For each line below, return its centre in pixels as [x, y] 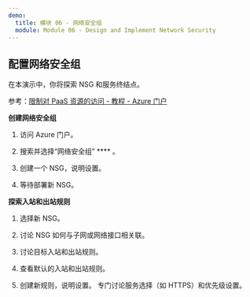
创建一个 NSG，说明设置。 [63, 168]
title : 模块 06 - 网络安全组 [59, 23]
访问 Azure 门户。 [48, 135]
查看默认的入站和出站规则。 [64, 269]
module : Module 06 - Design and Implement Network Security [116, 30]
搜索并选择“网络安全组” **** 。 [70, 151]
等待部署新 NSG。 [49, 185]
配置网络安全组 [44, 64]
